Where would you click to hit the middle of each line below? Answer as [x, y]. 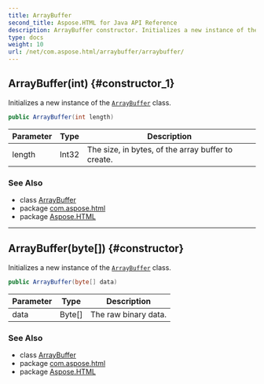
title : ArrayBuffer [40, 15]
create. [100, 159]
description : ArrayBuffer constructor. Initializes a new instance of [126, 30]
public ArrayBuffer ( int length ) [61, 117]
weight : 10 [26, 45]
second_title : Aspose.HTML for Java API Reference [93, 23]
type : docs [26, 37]
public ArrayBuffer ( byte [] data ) [63, 282]
